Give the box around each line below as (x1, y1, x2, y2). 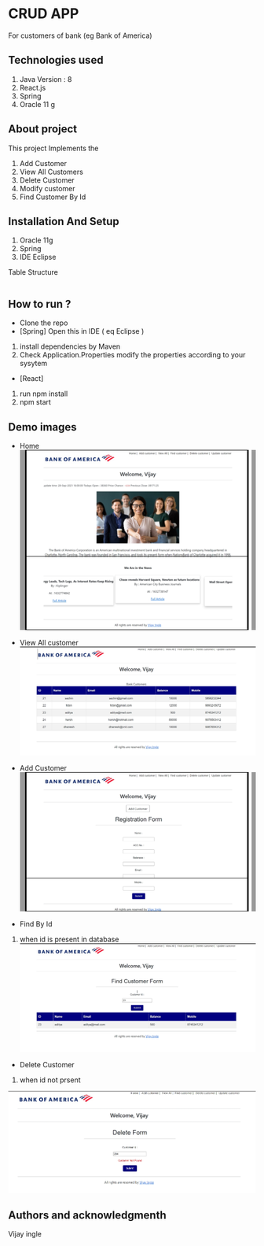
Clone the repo (19, 318, 68, 327)
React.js (19, 83, 46, 92)
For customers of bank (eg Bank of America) (8, 31, 152, 40)
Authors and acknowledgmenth (8, 1208, 167, 1222)
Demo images (8, 420, 77, 434)
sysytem (19, 359, 48, 368)
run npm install (19, 389, 68, 398)
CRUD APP (8, 5, 79, 23)
